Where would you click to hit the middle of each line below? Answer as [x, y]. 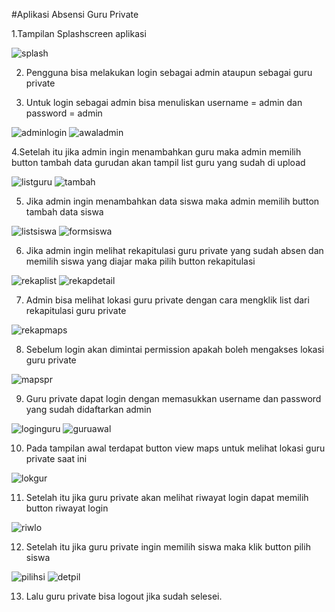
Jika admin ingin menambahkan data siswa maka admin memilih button [172, 201]
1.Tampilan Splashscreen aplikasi [79, 33]
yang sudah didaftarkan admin [88, 409]
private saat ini [56, 458]
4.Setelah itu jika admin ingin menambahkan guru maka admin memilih [156, 152]
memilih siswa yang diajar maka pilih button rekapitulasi [140, 261]
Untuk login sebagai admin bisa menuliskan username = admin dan [164, 102]
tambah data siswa [64, 212]
